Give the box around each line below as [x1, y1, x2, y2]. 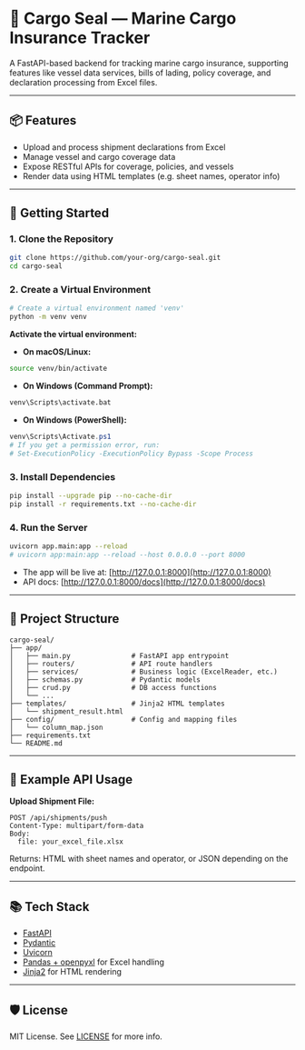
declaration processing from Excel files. [9, 76, 158, 87]
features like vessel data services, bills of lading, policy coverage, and [9, 67, 271, 78]
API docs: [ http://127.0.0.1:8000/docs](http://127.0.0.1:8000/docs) [22, 576, 266, 587]
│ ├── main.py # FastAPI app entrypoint [9, 651, 230, 660]
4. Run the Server [9, 521, 88, 534]
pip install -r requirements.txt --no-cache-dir [9, 499, 197, 508]
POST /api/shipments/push [9, 814, 107, 823]
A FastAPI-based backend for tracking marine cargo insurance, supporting [9, 57, 289, 68]
